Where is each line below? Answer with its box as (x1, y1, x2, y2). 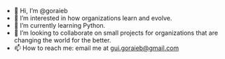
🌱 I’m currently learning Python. (13, 22, 106, 29)
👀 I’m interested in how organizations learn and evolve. (13, 14, 172, 22)
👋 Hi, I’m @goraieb (13, 7, 68, 15)
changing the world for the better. (13, 36, 111, 44)
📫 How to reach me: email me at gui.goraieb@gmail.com (13, 44, 179, 52)
